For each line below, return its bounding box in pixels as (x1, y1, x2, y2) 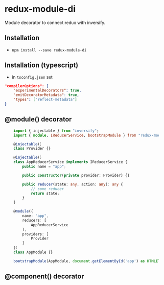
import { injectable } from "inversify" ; (13, 128, 99, 133)
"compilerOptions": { (4, 83, 49, 89)
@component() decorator (4, 272, 84, 281)
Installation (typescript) (4, 61, 79, 70)
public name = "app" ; (22, 164, 67, 169)
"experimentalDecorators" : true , (13, 88, 82, 93)
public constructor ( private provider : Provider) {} (22, 173, 130, 178)
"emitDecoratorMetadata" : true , (13, 93, 79, 97)
